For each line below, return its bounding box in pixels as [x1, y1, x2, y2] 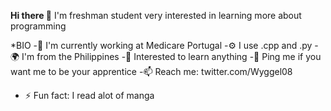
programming [10, 20, 67, 32]
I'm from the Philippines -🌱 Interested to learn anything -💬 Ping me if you [21, 51, 322, 62]
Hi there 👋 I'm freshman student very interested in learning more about [10, 10, 302, 21]
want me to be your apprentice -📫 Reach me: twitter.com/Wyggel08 [10, 66, 293, 77]
